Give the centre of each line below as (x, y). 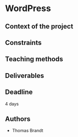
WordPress (28, 8)
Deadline (19, 92)
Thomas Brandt (28, 131)
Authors (18, 119)
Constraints (23, 42)
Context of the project (39, 26)
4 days (12, 104)
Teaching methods (34, 59)
